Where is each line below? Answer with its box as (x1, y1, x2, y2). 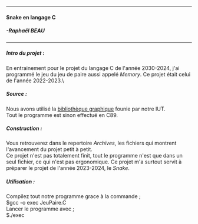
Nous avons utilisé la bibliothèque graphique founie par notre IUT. (6, 105, 166, 112)
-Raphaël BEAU (6, 27, 45, 34)
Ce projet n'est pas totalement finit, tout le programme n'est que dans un (6, 152, 183, 159)
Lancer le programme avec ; (6, 205, 75, 212)
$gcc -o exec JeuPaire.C (6, 199, 67, 206)
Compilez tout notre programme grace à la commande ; (6, 193, 141, 200)
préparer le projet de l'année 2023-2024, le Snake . (6, 165, 130, 172)
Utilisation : (6, 178, 35, 185)
